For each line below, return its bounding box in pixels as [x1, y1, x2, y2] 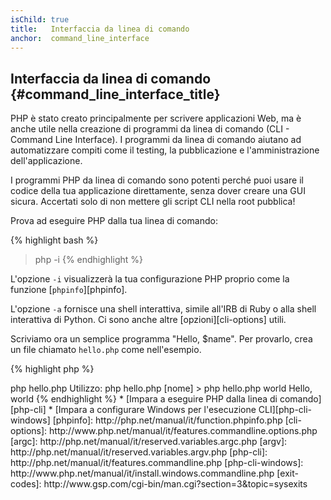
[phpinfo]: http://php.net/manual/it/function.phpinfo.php [52, 414, 283, 426]
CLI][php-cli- [258, 404, 313, 416]
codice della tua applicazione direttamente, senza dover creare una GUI [10, 185, 306, 197]
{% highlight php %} [10, 363, 95, 375]
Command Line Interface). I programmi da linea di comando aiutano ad [10, 134, 302, 146]
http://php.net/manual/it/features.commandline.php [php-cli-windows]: [10, 457, 304, 469]
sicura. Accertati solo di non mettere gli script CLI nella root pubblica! [10, 196, 296, 208]
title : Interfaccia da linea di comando [10, 24, 190, 34]
